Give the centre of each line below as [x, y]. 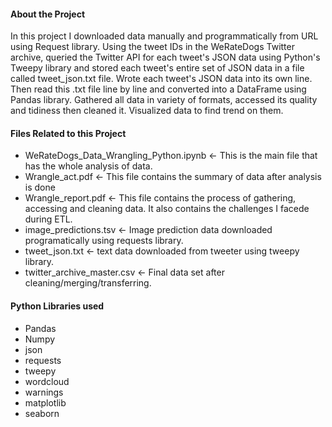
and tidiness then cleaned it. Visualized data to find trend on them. [147, 111]
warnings [44, 392]
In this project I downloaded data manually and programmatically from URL [164, 36]
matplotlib [45, 402]
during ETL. [48, 219]
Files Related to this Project [68, 133]
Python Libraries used [57, 306]
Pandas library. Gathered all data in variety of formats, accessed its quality [164, 100]
